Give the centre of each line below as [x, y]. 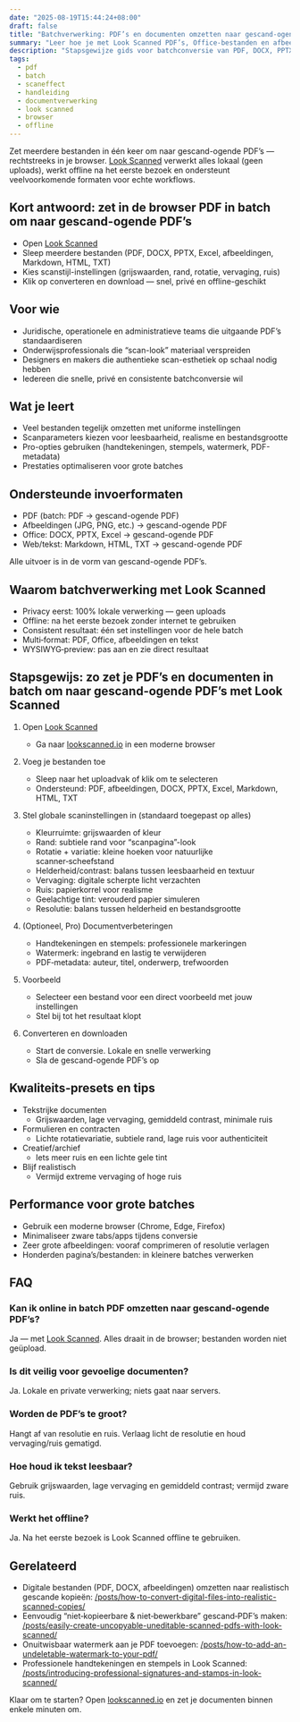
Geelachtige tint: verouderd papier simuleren [118, 899]
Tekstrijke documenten [64, 1109]
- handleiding [43, 92]
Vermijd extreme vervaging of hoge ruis [108, 1176]
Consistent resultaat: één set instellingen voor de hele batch [133, 631]
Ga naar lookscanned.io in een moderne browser [125, 744]
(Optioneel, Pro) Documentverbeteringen [97, 926]
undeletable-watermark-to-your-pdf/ [90, 1654]
